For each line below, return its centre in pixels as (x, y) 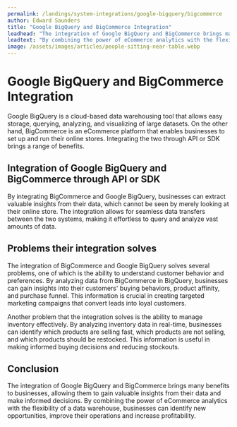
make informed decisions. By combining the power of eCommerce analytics (117, 401)
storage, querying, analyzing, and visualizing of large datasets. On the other (117, 124)
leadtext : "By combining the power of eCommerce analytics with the (110, 40)
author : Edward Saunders (44, 20)
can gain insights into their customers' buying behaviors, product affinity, (114, 288)
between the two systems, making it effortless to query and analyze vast (113, 219)
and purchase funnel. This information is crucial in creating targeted (106, 295)
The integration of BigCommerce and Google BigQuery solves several (109, 265)
